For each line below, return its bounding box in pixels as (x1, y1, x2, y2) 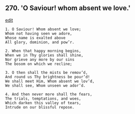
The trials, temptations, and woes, (5, 96, 81, 101)
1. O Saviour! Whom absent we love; (5, 27, 81, 32)
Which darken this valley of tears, (5, 100, 81, 106)
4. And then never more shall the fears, (5, 92, 93, 97)
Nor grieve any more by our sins (5, 57, 75, 62)
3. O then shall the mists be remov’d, (5, 70, 88, 75)
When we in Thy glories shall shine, (5, 53, 84, 57)
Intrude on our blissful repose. (5, 105, 75, 110)
